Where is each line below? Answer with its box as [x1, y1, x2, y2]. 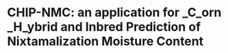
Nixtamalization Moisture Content [7, 34, 204, 49]
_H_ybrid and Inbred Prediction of [7, 19, 201, 35]
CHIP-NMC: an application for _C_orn [7, 5, 222, 20]
